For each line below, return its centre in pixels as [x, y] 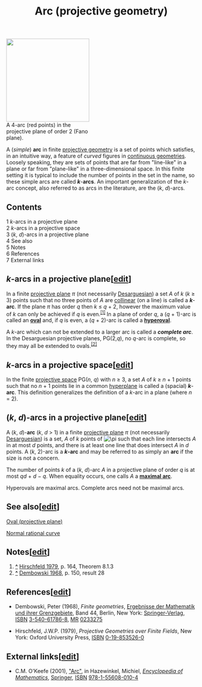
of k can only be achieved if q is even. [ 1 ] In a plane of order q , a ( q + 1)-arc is [101, 314]
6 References [23, 254]
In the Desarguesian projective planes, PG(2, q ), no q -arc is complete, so [96, 338]
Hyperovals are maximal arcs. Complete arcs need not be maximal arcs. [96, 488]
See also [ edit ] [33, 507]
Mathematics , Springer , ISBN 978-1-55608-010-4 [77, 677]
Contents [24, 207]
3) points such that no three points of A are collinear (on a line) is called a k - [101, 300]
